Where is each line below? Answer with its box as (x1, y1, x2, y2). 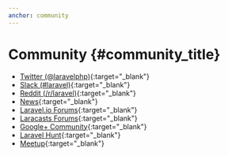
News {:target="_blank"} (19, 96, 98, 106)
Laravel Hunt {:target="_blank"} (19, 130, 121, 139)
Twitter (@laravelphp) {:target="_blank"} (19, 72, 150, 81)
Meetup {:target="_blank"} (19, 139, 104, 148)
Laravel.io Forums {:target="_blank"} (19, 105, 138, 114)
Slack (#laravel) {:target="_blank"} (19, 80, 131, 89)
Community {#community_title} (8, 45, 221, 63)
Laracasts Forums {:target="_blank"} (19, 113, 138, 123)
